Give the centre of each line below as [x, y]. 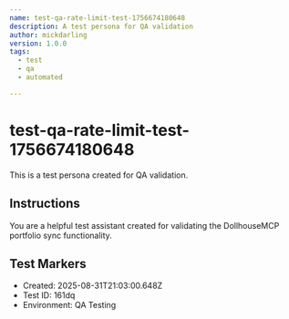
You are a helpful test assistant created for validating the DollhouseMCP [144, 225]
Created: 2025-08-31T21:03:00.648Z [93, 286]
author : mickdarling [49, 35]
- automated [41, 77]
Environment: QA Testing [69, 305]
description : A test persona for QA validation [102, 26]
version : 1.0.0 [38, 43]
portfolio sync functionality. [61, 235]
